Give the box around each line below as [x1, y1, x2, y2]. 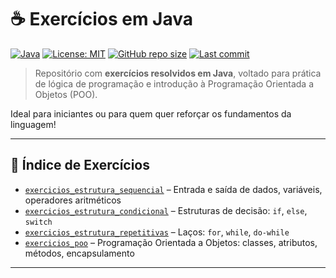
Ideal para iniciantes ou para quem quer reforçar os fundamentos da [10, 107, 292, 120]
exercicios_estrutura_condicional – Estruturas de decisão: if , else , [24, 204, 308, 216]
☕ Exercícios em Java [10, 8, 193, 31]
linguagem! [10, 118, 57, 130]
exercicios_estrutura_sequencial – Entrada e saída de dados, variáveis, [24, 183, 323, 195]
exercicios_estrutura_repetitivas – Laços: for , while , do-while [24, 226, 290, 238]
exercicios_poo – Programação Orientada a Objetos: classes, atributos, [24, 236, 318, 248]
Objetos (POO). [34, 88, 98, 100]
